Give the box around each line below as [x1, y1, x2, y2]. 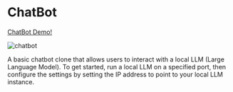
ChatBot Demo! [7, 28, 52, 36]
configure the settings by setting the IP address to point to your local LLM [7, 70, 223, 79]
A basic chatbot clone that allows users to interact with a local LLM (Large [7, 54, 224, 64]
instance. [7, 77, 35, 86]
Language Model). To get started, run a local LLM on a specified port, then [7, 62, 227, 71]
